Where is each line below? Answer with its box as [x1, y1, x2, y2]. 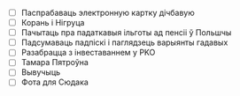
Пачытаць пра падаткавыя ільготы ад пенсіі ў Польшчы [20, 27, 232, 38]
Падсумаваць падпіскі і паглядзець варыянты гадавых [20, 37, 228, 48]
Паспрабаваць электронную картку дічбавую [20, 8, 196, 18]
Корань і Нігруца [20, 18, 85, 28]
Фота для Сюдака [20, 77, 89, 87]
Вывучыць [20, 67, 61, 78]
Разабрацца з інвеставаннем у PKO [20, 48, 156, 58]
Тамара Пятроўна [20, 57, 89, 68]
